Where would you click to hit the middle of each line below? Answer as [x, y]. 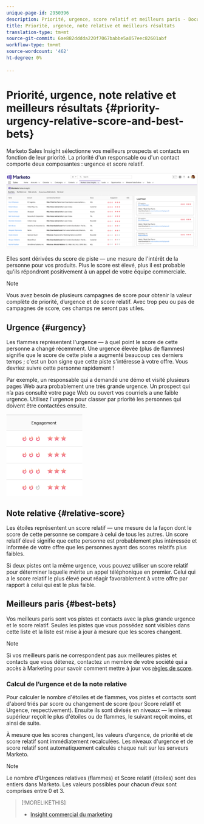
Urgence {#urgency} [46, 327]
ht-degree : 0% [24, 58]
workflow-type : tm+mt [34, 45]
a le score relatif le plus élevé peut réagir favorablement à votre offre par [97, 578]
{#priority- [133, 108]
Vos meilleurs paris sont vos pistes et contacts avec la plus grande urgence [101, 619]
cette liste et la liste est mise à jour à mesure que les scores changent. [94, 632]
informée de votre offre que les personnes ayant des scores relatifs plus [97, 547]
